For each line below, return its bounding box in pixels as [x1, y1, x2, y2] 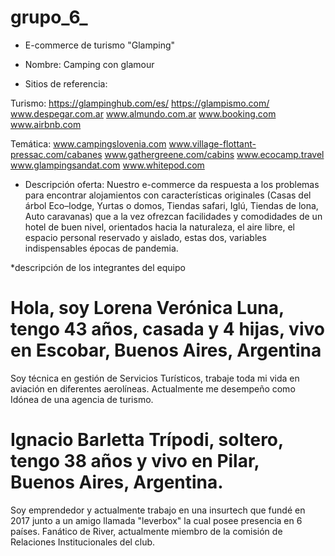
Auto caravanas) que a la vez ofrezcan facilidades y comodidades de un [24, 210, 323, 222]
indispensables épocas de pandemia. [24, 242, 179, 254]
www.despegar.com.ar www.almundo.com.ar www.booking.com [10, 107, 277, 120]
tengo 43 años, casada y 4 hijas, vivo [10, 318, 325, 341]
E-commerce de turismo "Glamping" [24, 39, 176, 51]
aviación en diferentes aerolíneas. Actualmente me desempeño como [10, 382, 296, 395]
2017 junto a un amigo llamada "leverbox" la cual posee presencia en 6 [10, 514, 303, 526]
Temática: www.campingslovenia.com [10, 137, 167, 150]
